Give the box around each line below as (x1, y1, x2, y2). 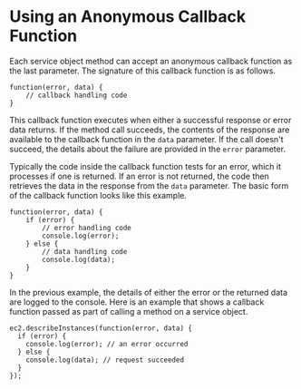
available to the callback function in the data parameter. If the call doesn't (9, 133, 284, 144)
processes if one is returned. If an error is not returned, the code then (9, 170, 269, 181)
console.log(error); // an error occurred (25, 339, 189, 348)
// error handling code (42, 223, 131, 232)
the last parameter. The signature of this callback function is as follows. (9, 65, 277, 76)
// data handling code (42, 247, 128, 256)
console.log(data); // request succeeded (25, 355, 184, 365)
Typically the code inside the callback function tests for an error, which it (9, 160, 281, 171)
